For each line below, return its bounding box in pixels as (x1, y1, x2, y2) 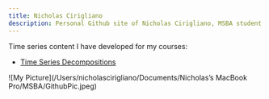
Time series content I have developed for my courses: (8, 41, 188, 51)
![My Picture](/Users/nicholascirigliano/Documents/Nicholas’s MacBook (8, 72, 248, 82)
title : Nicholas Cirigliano (8, 11, 103, 20)
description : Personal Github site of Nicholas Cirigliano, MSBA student (8, 19, 263, 27)
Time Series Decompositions (19, 57, 116, 67)
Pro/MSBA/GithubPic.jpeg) (8, 81, 97, 91)
